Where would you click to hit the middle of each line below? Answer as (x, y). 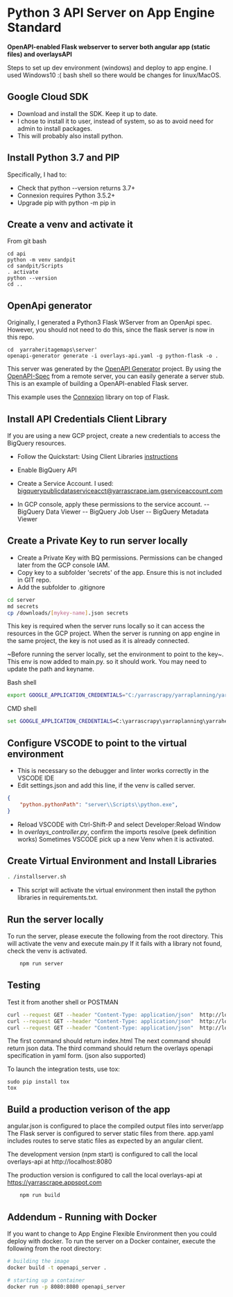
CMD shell (22, 709)
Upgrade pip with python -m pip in (66, 202)
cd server (21, 600)
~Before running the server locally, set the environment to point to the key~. (115, 654)
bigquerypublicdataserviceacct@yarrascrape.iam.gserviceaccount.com (120, 491)
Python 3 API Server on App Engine (111, 13)
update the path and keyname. (51, 669)
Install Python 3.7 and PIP (63, 158)
